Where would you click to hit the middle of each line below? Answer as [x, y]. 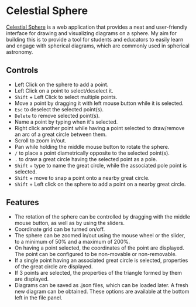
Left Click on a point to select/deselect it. [64, 91]
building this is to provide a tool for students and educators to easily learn [95, 39]
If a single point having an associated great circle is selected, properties [101, 260]
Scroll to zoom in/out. [40, 140]
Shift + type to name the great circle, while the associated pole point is [101, 165]
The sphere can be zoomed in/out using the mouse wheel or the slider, [100, 235]
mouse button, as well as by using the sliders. [69, 223]
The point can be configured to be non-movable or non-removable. [96, 254]
